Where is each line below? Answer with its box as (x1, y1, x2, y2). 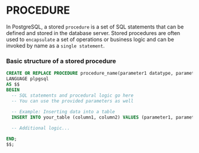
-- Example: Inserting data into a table (11, 109, 115, 115)
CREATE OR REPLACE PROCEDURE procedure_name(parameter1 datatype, (6, 71, 174, 76)
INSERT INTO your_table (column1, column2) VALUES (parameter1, (11, 114, 174, 120)
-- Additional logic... (11, 125, 70, 131)
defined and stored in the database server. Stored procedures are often (6, 29, 181, 36)
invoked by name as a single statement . (6, 42, 105, 49)
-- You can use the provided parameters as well (11, 98, 134, 104)
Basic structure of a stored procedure (6, 57, 117, 65)
